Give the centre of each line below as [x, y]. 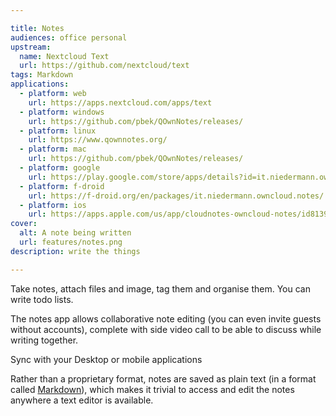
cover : [24, 224]
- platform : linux [58, 131]
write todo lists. [42, 299]
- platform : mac [53, 149]
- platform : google [60, 168]
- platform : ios [53, 205]
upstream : [31, 47]
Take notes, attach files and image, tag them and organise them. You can [160, 288]
